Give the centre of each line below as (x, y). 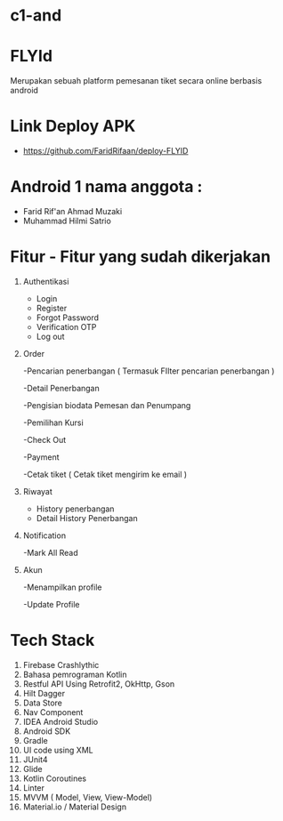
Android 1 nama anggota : (106, 187)
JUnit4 (35, 759)
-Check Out (44, 439)
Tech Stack (53, 640)
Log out (50, 336)
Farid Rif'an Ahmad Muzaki (73, 211)
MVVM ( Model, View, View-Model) (88, 797)
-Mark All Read (50, 552)
